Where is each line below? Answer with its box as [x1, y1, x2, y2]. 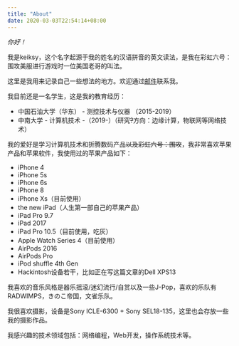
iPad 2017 [17, 219, 47, 227]
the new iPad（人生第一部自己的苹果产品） [17, 203, 144, 211]
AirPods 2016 [17, 243, 58, 253]
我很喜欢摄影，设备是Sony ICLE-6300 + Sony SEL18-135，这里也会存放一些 [7, 307, 229, 315]
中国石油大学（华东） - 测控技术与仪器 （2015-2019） [17, 107, 176, 115]
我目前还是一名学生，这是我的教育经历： [7, 92, 126, 100]
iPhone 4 [17, 163, 45, 172]
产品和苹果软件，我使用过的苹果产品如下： [7, 149, 132, 157]
